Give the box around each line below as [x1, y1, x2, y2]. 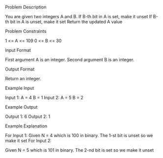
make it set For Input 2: [5, 138, 52, 143]
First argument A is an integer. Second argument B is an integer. [5, 57, 135, 63]
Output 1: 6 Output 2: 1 [5, 113, 51, 119]
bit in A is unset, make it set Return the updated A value [10, 19, 123, 24]
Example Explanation [5, 123, 48, 129]
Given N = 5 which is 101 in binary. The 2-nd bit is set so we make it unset [5, 147, 154, 153]
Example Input [5, 85, 34, 91]
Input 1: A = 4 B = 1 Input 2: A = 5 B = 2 [5, 95, 83, 100]
